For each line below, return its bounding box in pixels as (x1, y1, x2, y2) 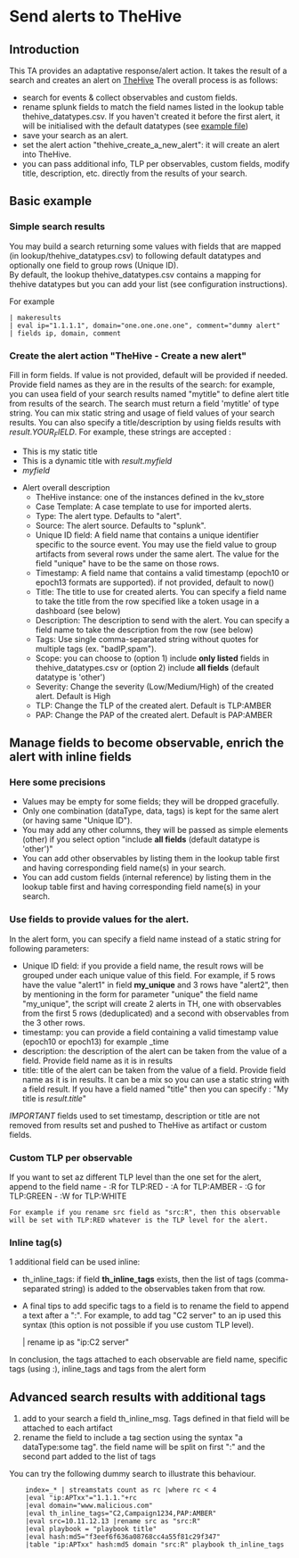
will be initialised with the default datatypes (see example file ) (21, 120, 249, 131)
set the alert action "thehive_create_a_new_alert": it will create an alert (21, 140, 280, 150)
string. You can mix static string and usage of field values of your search (9, 408, 276, 418)
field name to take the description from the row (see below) (35, 624, 254, 635)
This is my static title (21, 446, 98, 457)
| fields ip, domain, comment (9, 328, 122, 338)
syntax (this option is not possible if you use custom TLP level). (21, 1320, 255, 1331)
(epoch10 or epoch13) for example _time (21, 1036, 169, 1047)
